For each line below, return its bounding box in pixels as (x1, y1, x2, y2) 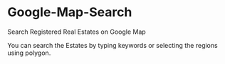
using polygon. (7, 49, 51, 57)
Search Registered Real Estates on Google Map (7, 27, 146, 36)
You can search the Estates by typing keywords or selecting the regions (7, 41, 219, 49)
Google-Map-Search (7, 4, 132, 20)
